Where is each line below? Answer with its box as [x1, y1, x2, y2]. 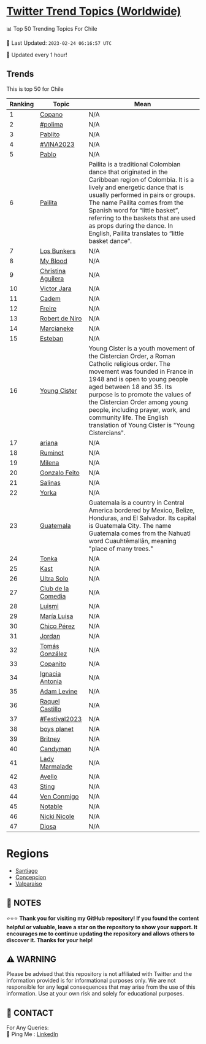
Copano [39, 110, 63, 118]
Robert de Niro [39, 314, 82, 323]
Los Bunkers [39, 247, 76, 255]
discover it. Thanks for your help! [6, 936, 93, 943]
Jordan [39, 632, 61, 640]
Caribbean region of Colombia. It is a [88, 175, 194, 184]
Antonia [39, 677, 63, 686]
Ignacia [39, 669, 61, 678]
